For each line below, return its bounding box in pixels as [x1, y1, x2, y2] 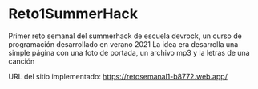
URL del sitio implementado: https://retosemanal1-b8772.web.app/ [8, 72, 228, 81]
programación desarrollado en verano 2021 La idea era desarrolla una [8, 39, 239, 48]
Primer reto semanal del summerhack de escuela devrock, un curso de [8, 31, 242, 41]
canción [8, 56, 35, 66]
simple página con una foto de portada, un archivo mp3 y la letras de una [8, 48, 250, 57]
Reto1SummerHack [8, 5, 139, 23]
